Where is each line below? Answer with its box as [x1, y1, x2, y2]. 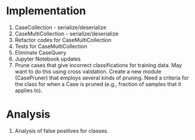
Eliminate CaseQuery [14, 49, 67, 56]
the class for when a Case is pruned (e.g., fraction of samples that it [14, 80, 181, 87]
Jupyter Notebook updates [14, 55, 81, 62]
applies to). [14, 87, 43, 94]
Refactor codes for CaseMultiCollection [14, 36, 112, 43]
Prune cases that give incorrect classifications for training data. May [14, 61, 183, 69]
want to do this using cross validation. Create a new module [14, 68, 162, 75]
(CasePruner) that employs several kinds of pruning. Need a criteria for [14, 74, 189, 81]
